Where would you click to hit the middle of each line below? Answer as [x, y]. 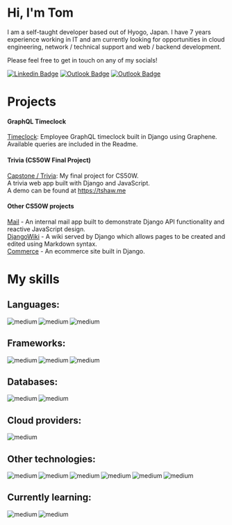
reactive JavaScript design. [46, 229]
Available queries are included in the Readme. [73, 144]
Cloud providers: [44, 420]
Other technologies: [51, 459]
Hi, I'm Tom [41, 13]
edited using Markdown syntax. [52, 244]
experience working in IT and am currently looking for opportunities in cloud [116, 39]
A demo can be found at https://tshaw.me [67, 190]
